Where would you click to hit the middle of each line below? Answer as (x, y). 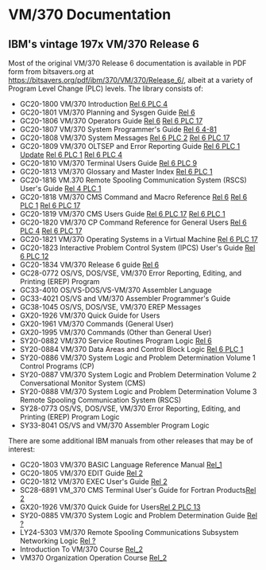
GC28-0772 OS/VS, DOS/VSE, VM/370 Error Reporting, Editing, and (131, 273)
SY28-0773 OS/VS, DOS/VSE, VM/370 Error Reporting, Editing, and (130, 408)
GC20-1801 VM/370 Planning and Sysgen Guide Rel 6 (108, 112)
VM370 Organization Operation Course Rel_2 (93, 558)
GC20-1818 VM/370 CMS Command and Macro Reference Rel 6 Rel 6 (133, 197)
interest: (22, 449)
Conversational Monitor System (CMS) (83, 383)
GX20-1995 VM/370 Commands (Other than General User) (116, 332)
